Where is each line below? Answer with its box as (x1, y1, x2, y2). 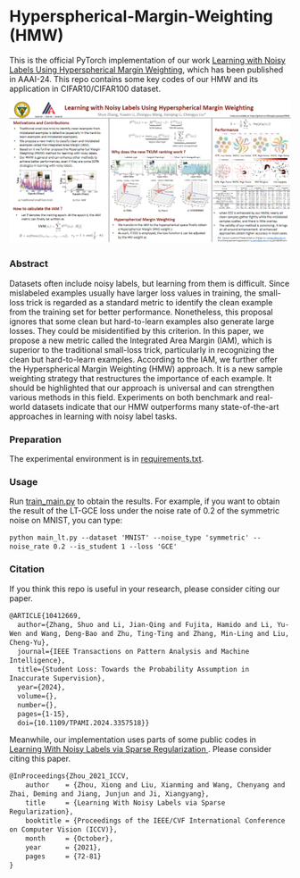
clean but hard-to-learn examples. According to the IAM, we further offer (9, 354, 279, 364)
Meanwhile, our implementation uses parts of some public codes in (9, 734, 257, 745)
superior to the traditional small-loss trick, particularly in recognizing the (9, 344, 275, 355)
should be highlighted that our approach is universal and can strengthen (9, 382, 275, 393)
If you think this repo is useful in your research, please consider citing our (9, 583, 280, 594)
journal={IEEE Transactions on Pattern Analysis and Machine (17, 647, 250, 656)
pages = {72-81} (25, 851, 102, 861)
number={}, (17, 700, 58, 709)
